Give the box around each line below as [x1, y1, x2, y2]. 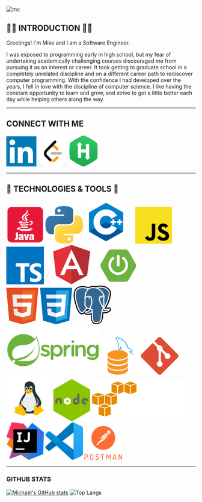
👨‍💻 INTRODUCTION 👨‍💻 [6, 23, 93, 33]
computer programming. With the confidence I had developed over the [6, 76, 182, 84]
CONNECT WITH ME [6, 119, 84, 129]
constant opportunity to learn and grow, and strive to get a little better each [6, 89, 192, 96]
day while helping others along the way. [6, 95, 105, 102]
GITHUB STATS [6, 475, 52, 483]
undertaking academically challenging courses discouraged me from [6, 57, 177, 64]
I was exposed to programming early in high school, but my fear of [6, 51, 171, 58]
